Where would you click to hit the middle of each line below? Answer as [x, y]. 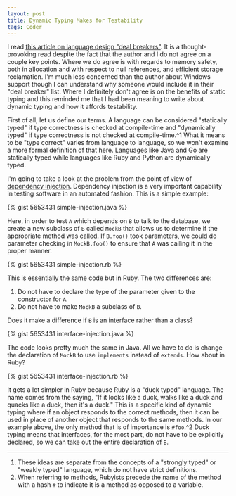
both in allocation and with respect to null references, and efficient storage [115, 69]
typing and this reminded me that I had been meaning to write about [106, 99]
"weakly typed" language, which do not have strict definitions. [107, 470]
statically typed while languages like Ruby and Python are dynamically [109, 158]
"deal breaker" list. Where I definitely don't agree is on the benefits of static [117, 91]
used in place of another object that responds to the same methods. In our [115, 420]
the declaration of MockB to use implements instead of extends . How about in [116, 355]
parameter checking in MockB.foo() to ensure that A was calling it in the [110, 243]
